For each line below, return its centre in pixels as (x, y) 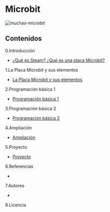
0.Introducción (20, 50)
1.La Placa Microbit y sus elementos (42, 70)
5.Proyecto (16, 147)
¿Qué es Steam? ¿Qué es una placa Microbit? (58, 60)
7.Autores (15, 186)
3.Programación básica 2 (31, 108)
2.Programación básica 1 (30, 89)
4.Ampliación (19, 127)
